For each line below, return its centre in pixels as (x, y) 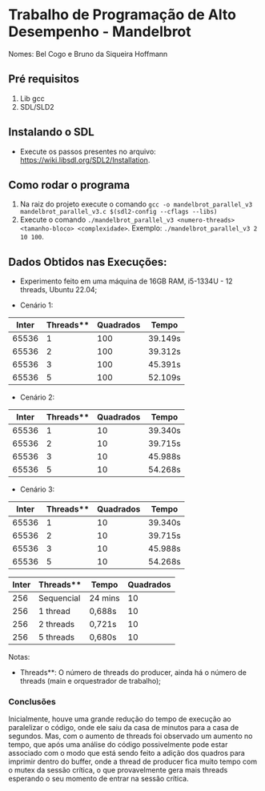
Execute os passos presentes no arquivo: (88, 151)
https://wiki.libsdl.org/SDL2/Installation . (85, 160)
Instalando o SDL (51, 133)
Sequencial (60, 598)
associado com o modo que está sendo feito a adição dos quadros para (127, 753)
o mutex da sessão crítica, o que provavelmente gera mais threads (118, 770)
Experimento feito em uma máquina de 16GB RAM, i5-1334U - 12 (126, 281)
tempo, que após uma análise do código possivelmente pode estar (118, 745)
